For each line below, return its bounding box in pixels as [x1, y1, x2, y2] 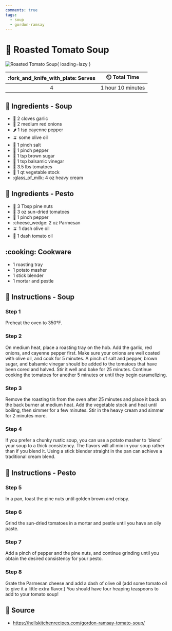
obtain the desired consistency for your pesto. [5, 555, 103, 562]
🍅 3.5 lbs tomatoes [12, 164, 52, 170]
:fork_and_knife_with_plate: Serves [8, 74, 96, 81]
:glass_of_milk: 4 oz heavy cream [12, 174, 83, 181]
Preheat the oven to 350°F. [5, 320, 63, 326]
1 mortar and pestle [12, 277, 54, 284]
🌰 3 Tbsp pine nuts [12, 203, 53, 209]
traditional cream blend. [5, 453, 55, 460]
